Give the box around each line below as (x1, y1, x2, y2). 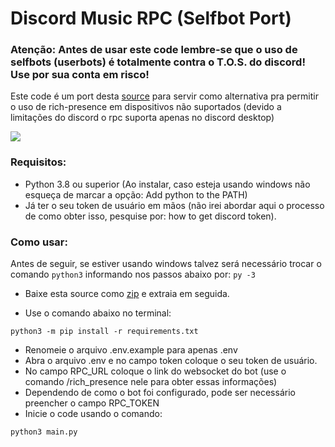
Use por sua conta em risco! (10, 68, 150, 82)
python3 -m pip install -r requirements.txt (10, 327, 199, 337)
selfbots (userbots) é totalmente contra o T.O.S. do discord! (10, 55, 306, 69)
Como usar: (10, 235, 68, 249)
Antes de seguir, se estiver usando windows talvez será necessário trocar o (10, 258, 322, 270)
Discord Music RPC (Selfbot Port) (10, 7, 292, 30)
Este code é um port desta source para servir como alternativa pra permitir (10, 90, 319, 102)
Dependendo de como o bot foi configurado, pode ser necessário (24, 387, 296, 399)
